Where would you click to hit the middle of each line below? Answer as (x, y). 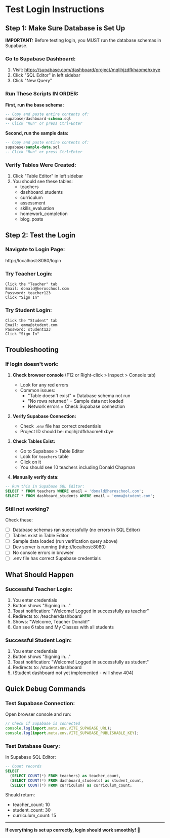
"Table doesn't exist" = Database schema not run (79, 396)
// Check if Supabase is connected (43, 724)
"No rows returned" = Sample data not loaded (76, 401)
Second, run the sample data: (37, 133)
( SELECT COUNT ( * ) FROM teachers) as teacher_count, (66, 776)
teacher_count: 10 (31, 805)
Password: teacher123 (28, 293)
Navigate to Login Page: (35, 250)
